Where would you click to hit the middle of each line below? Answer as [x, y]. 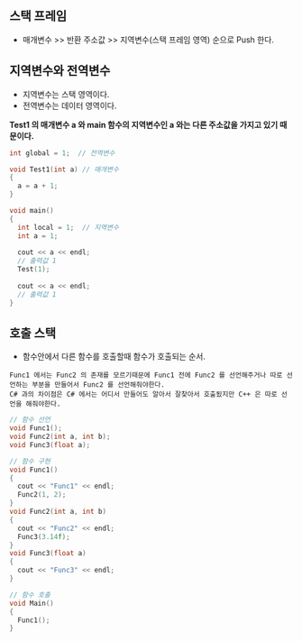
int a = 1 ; [38, 236]
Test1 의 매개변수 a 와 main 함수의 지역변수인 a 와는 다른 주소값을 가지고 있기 [144, 124]
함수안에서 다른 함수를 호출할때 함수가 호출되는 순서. [114, 357]
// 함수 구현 [30, 461]
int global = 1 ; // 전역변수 [62, 153]
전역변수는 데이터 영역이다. [69, 105]
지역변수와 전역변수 [60, 71]
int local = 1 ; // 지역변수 [69, 227]
